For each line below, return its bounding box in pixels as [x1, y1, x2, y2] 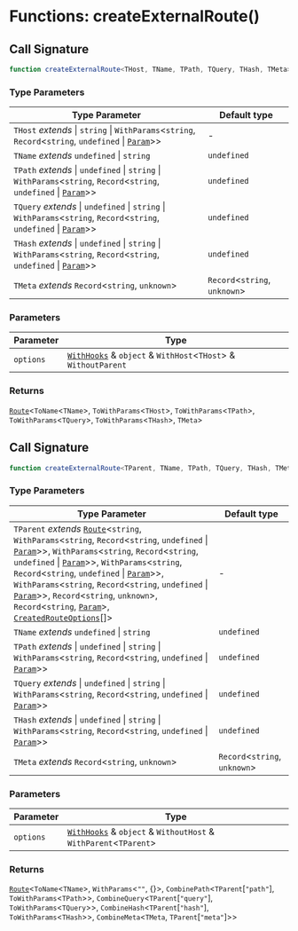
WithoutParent [67, 360, 127, 370]
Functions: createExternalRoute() [9, 6, 260, 27]
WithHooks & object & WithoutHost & [67, 825, 216, 838]
